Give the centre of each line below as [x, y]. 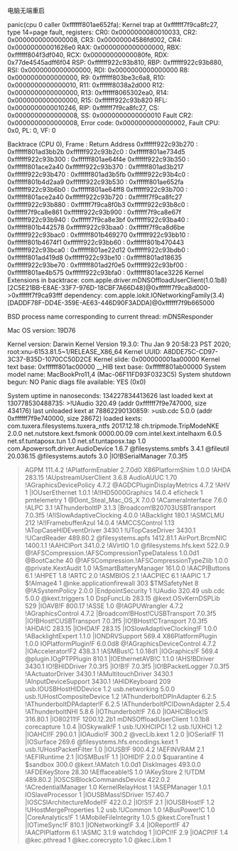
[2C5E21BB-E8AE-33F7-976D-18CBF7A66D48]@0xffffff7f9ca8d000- [109, 288]
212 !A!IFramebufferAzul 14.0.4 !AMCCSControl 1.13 [99, 523]
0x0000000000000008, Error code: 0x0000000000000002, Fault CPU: [114, 123]
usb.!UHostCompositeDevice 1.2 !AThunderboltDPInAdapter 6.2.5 [120, 696]
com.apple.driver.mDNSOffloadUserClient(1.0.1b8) [154, 280]
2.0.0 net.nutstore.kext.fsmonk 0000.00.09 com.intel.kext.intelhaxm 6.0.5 [115, 433]
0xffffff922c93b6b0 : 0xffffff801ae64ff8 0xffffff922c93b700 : [98, 189]
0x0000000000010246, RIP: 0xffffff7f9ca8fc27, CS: [83, 108]
